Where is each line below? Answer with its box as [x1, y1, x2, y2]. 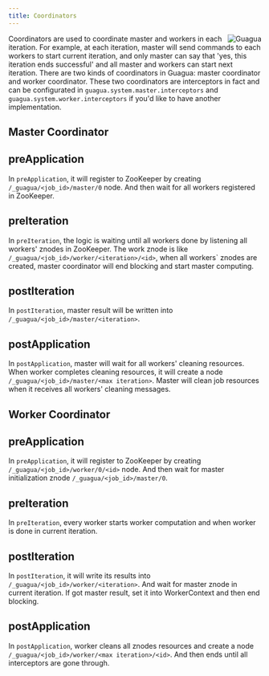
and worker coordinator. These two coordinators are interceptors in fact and [8, 76, 260, 86]
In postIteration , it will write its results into [8, 571, 151, 580]
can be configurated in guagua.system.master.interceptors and [8, 85, 218, 95]
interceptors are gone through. [8, 658, 110, 667]
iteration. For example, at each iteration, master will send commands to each [8, 42, 261, 52]
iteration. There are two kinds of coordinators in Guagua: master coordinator [8, 67, 261, 77]
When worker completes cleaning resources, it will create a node [8, 367, 223, 377]
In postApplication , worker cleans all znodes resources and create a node [8, 641, 255, 650]
